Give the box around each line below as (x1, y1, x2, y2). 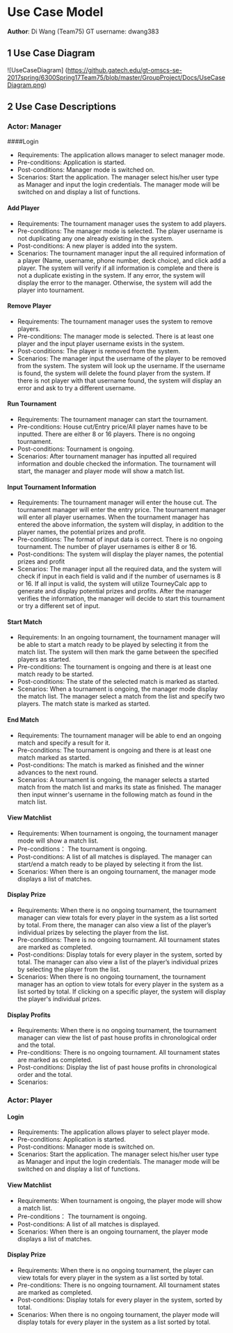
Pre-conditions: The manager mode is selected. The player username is (17, 227, 223, 235)
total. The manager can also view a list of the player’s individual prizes (17, 958, 218, 966)
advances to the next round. (17, 768, 99, 776)
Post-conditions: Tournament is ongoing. (17, 445, 134, 453)
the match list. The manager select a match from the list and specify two (17, 692, 225, 701)
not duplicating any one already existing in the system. (17, 234, 174, 242)
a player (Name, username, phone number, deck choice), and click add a (17, 256, 226, 264)
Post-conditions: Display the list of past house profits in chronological (17, 1063, 217, 1071)
